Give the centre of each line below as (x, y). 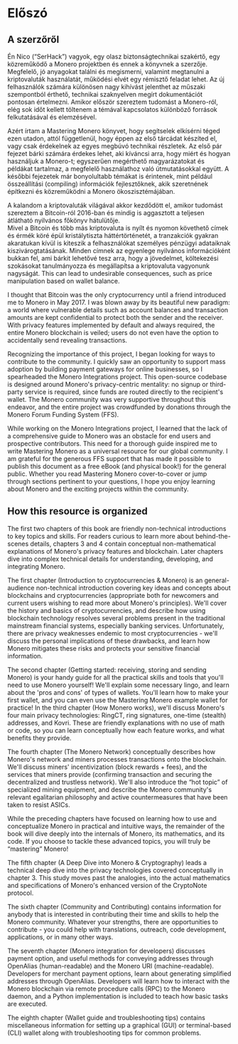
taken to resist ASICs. (39, 805)
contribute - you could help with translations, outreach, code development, (117, 929)
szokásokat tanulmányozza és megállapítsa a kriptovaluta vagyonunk (108, 266)
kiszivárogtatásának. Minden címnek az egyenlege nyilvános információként (119, 250)
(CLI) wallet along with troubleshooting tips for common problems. (104, 1033)
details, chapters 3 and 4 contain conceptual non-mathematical (123, 544)
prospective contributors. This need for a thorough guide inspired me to (113, 444)
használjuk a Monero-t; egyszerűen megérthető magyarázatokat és (106, 161)
